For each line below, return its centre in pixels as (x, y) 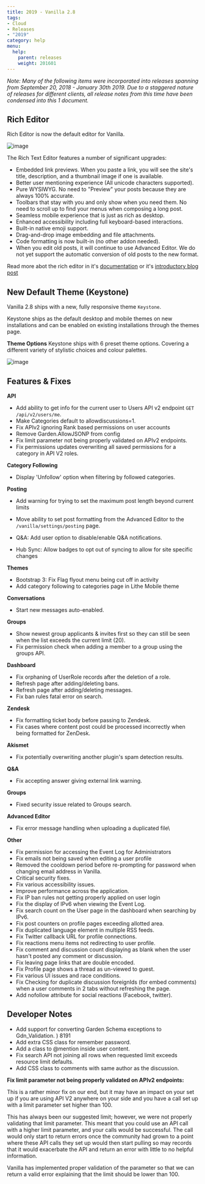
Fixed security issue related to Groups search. (74, 804)
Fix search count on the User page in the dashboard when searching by (106, 910)
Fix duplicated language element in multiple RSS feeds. (85, 930)
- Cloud (17, 23)
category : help (26, 40)
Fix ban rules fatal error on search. (59, 696)
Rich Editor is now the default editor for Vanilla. (66, 134)
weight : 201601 (37, 63)
